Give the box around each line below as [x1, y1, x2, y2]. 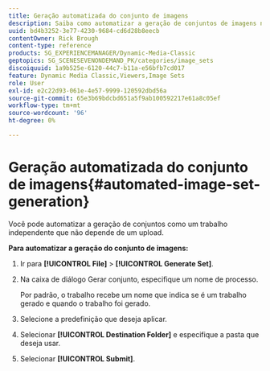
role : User [8, 79, 45, 87]
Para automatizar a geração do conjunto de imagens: [8, 243, 189, 253]
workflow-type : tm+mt [8, 101, 81, 109]
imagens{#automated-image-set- [28, 175, 261, 194]
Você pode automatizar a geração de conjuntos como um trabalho [8, 219, 228, 229]
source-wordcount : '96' [8, 109, 88, 117]
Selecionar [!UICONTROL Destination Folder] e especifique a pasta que [19, 329, 260, 339]
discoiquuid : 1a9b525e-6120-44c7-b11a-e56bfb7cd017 [8, 64, 185, 72]
